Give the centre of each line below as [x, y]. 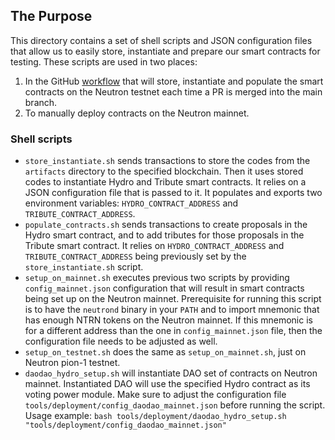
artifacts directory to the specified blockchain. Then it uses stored [164, 171]
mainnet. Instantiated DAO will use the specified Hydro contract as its [167, 384]
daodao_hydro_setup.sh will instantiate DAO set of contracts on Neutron [171, 373]
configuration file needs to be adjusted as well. [121, 341]
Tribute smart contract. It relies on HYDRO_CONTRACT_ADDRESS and [154, 246]
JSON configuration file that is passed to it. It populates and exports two [173, 193]
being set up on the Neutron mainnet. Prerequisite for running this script [173, 299]
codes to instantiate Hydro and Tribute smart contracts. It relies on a [165, 182]
